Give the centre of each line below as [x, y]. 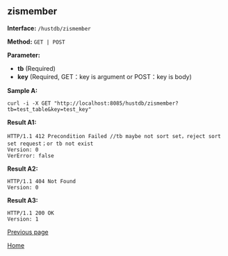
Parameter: [24, 55]
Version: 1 [23, 219]
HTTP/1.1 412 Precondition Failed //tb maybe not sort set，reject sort [114, 136]
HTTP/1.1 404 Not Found [42, 181]
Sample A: [23, 90]
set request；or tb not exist [50, 144]
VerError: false [31, 155]
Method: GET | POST [36, 42]
